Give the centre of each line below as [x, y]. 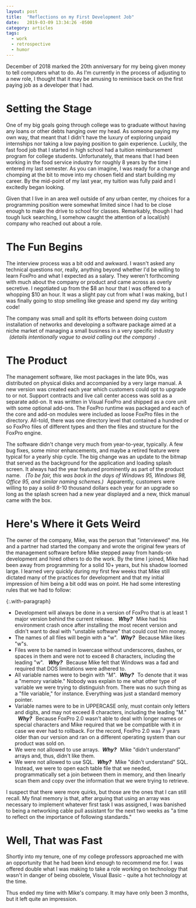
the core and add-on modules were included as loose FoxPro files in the [92, 414]
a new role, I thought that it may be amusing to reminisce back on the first [94, 78]
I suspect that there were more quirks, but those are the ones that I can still [96, 792]
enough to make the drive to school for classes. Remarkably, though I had [94, 211]
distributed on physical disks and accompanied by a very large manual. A [94, 383]
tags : [13, 33]
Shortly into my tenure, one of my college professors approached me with [95, 856]
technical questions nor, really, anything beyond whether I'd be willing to [93, 269]
